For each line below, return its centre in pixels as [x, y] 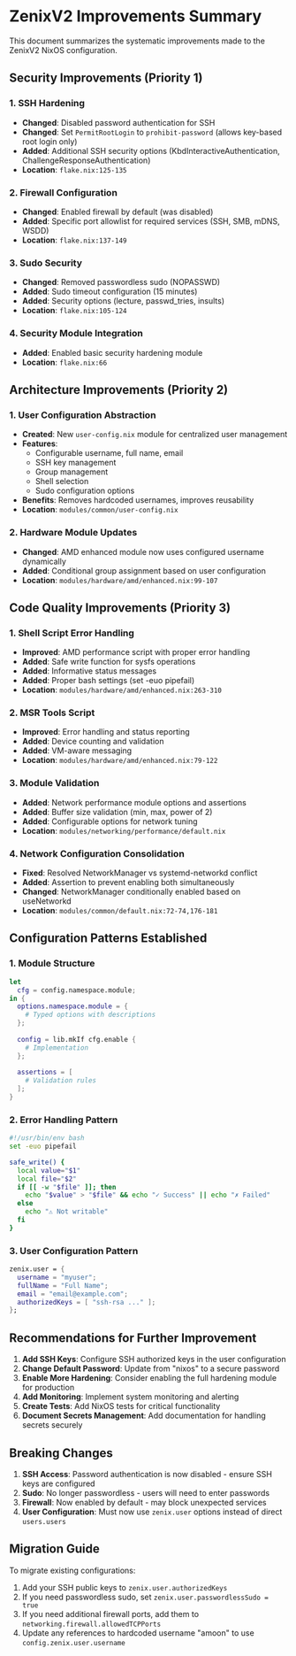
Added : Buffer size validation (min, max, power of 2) [117, 812]
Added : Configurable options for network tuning [110, 821]
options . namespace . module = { [72, 1006]
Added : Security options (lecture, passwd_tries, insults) [123, 301]
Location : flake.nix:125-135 [74, 169]
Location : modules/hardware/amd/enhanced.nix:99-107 [120, 580]
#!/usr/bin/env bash [47, 1138]
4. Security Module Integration [76, 334]
